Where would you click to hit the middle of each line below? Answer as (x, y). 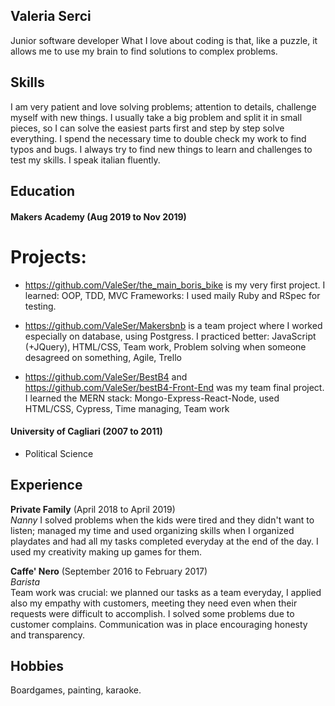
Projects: (48, 256)
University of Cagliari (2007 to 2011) (86, 431)
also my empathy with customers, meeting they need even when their (154, 603)
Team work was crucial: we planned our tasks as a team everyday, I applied (166, 592)
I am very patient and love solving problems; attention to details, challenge (163, 106)
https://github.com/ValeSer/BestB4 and (106, 376)
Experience (46, 485)
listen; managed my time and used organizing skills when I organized (152, 530)
